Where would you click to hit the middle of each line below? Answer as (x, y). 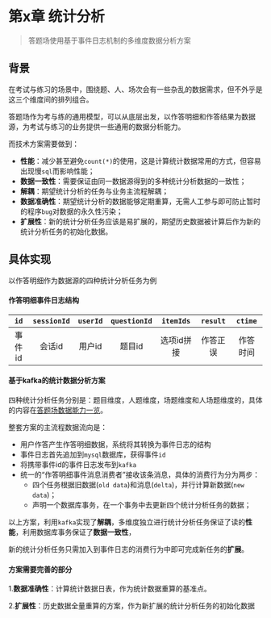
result (213, 321)
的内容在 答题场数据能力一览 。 (58, 410)
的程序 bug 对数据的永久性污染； (71, 211)
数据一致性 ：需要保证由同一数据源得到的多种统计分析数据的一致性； (133, 181)
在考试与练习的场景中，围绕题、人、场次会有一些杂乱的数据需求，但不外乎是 (135, 89)
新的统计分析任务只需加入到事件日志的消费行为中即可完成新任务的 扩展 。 (128, 549)
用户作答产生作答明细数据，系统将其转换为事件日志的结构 (115, 444)
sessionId (51, 321)
